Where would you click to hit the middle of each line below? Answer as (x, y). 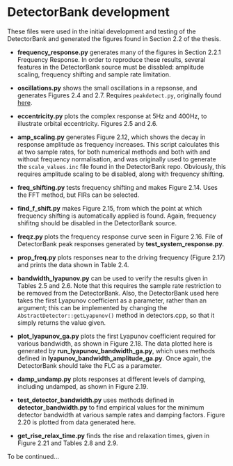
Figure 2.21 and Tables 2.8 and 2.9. (67, 443)
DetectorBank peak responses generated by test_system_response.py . (121, 243)
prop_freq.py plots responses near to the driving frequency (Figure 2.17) (121, 257)
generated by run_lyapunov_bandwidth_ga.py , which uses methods (116, 351)
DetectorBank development (89, 12)
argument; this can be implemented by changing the (92, 307)
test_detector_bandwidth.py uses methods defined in (96, 400)
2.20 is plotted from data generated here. (77, 422)
